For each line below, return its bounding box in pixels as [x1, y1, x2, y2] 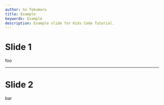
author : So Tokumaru [5, 7, 47, 12]
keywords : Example [5, 16, 42, 21]
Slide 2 [5, 79, 34, 90]
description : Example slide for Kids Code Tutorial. [5, 20, 115, 26]
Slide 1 [5, 42, 32, 52]
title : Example [5, 12, 36, 17]
